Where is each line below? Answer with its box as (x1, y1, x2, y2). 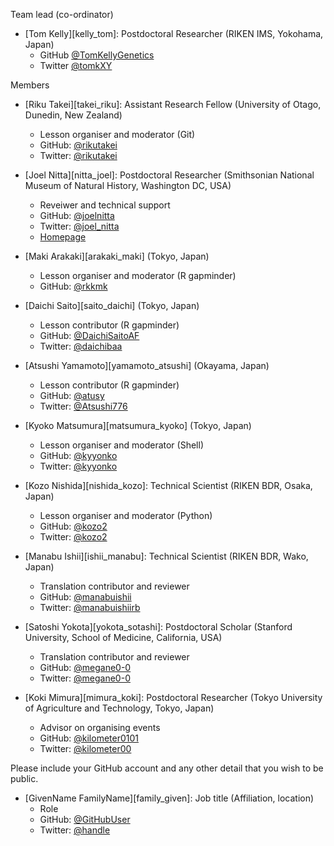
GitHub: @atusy (39, 390, 105, 401)
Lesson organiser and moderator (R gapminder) (39, 270, 237, 281)
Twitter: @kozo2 (39, 531, 108, 543)
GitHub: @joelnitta (39, 210, 115, 221)
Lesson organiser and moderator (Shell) (39, 439, 204, 451)
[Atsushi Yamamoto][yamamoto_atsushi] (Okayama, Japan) (24, 360, 270, 371)
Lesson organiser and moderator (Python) (39, 510, 213, 521)
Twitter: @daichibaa (39, 340, 123, 352)
